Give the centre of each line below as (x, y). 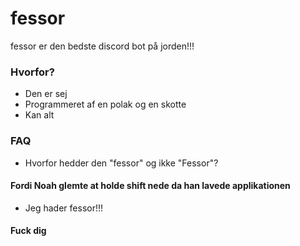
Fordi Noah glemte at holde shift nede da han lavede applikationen (150, 186)
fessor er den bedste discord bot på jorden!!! (102, 46)
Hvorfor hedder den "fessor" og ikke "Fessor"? (121, 163)
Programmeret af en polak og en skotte (105, 104)
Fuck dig (28, 231)
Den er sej (46, 94)
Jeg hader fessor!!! (64, 208)
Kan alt (39, 115)
